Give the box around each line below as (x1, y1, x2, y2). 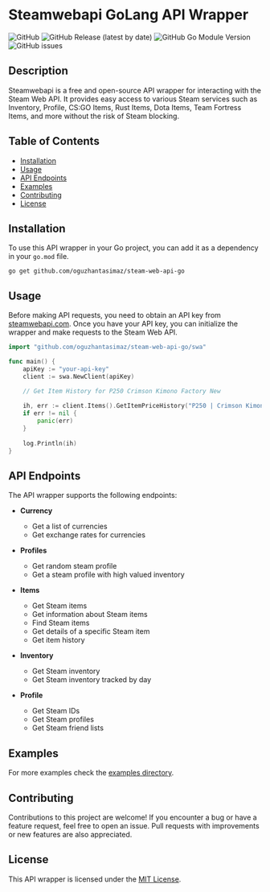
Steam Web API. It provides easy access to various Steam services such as (8, 94, 258, 104)
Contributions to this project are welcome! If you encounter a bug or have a (8, 812, 257, 822)
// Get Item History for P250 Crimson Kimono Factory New (22, 387, 221, 395)
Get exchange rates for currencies (31, 530, 146, 540)
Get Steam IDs (31, 706, 80, 716)
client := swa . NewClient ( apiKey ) (22, 372, 135, 380)
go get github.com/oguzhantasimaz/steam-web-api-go (8, 267, 185, 275)
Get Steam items (31, 601, 88, 610)
